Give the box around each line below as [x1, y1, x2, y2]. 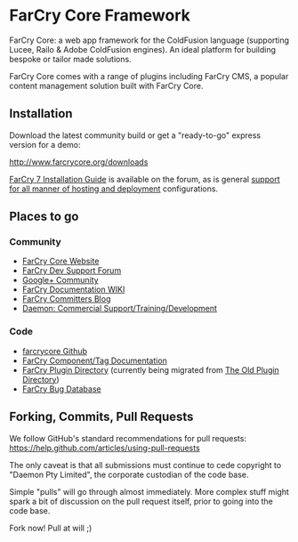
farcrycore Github [21, 345, 87, 356]
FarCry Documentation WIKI [21, 284, 125, 295]
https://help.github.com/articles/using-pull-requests [9, 442, 200, 453]
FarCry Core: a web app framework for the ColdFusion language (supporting [9, 35, 290, 45]
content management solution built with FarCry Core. [9, 80, 204, 91]
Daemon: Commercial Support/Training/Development [21, 303, 218, 314]
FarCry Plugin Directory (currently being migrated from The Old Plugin [21, 364, 280, 375]
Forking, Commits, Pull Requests [9, 409, 194, 425]
